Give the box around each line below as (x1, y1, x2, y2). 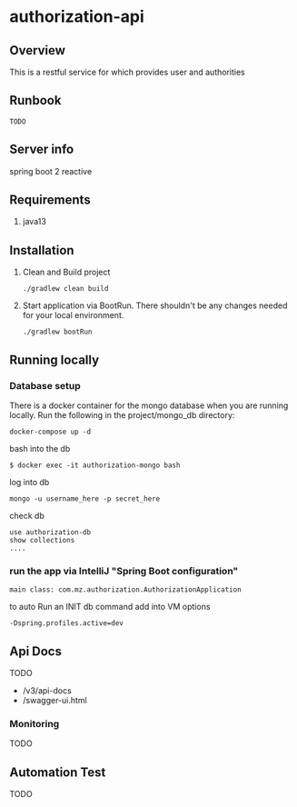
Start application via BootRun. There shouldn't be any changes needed (22, 300, 288, 311)
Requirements (9, 193, 91, 208)
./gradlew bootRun (22, 327, 93, 337)
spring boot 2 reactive (9, 165, 93, 176)
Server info (9, 142, 74, 157)
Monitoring (9, 717, 60, 730)
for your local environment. (22, 310, 124, 321)
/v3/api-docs (22, 685, 73, 696)
